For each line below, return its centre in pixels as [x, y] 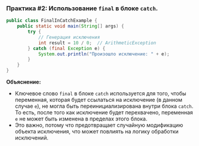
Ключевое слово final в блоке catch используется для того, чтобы [100, 94]
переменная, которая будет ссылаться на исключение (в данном [99, 100]
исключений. [32, 138]
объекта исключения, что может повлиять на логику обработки [97, 132]
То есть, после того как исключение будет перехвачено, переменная [104, 113]
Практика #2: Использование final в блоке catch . [82, 8]
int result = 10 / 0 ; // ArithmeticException [97, 43]
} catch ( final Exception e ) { [67, 48]
